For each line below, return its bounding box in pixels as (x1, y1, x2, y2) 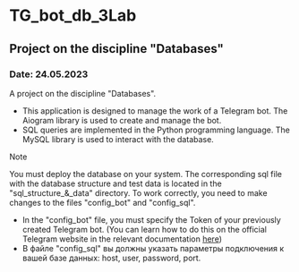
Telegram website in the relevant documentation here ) (21, 234, 222, 244)
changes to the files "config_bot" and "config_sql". (9, 197, 196, 208)
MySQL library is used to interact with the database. (21, 133, 215, 144)
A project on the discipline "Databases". (9, 88, 157, 98)
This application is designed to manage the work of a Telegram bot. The (21, 105, 288, 116)
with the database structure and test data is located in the (9, 178, 222, 189)
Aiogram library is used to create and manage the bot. (21, 115, 222, 125)
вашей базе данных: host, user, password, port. (21, 252, 201, 263)
